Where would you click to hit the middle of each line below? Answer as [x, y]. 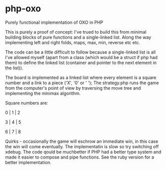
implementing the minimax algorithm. [43, 93]
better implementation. [28, 162]
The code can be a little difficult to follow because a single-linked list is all [81, 52]
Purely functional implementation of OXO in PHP [54, 22]
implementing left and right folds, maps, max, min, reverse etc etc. [73, 42]
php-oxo [23, 9]
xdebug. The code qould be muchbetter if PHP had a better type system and [83, 152]
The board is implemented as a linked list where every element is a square [81, 77]
